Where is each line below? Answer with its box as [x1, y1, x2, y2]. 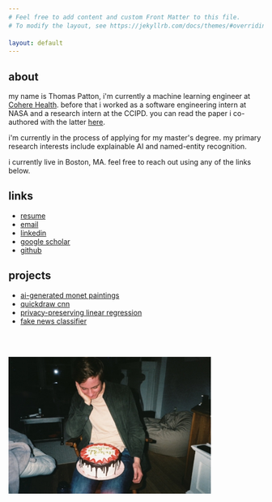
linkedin [19, 228, 47, 238]
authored [8, 118, 39, 127]
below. [8, 166, 31, 176]
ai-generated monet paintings [19, 290, 120, 300]
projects [8, 268, 52, 283]
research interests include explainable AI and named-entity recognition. [8, 142, 247, 152]
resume [19, 211, 46, 221]
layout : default [8, 39, 63, 47]
